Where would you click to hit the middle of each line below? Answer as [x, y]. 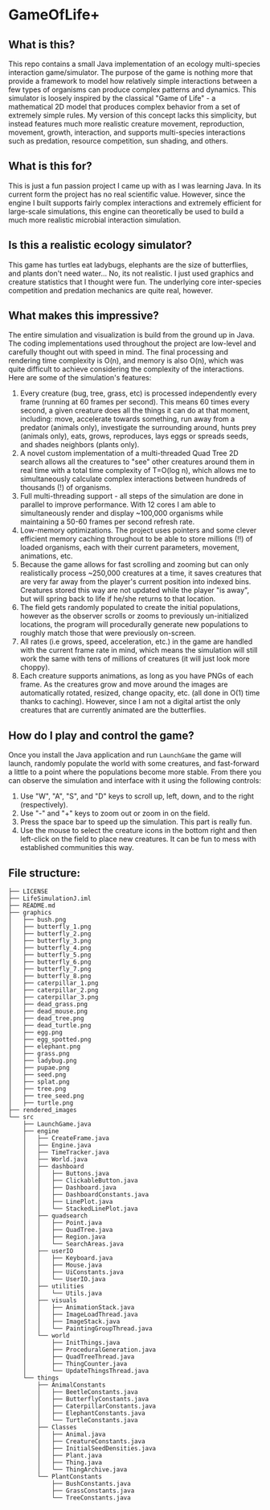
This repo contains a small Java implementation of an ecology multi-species [135, 64]
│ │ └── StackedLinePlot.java [80, 1209]
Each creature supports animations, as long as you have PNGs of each [137, 676]
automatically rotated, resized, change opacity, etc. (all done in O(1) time [140, 693]
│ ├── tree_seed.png [46, 1096]
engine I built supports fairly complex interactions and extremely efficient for [135, 202]
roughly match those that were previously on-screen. [108, 633]
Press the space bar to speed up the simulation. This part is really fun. [136, 822]
